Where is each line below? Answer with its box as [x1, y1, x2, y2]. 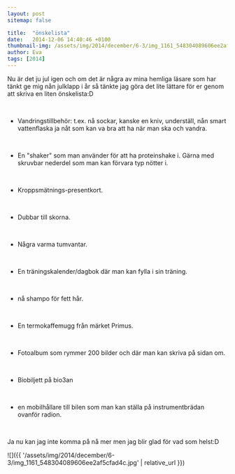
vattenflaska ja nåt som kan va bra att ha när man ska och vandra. [17, 124, 208, 132]
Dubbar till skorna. [17, 213, 71, 221]
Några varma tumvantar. [17, 239, 87, 249]
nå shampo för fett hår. [17, 294, 84, 302]
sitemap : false [7, 17, 52, 24]
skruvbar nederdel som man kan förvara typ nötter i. [17, 158, 169, 167]
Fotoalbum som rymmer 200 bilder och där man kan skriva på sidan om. [17, 348, 226, 357]
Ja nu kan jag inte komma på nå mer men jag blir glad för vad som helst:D [7, 437, 220, 445]
